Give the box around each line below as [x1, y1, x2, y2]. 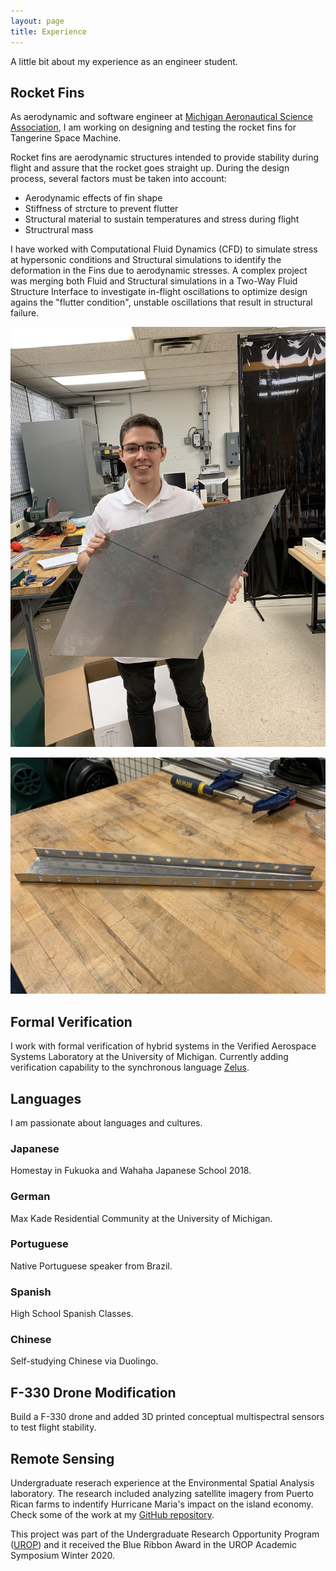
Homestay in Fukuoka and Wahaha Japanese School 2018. [10, 1165, 252, 1177]
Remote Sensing [10, 1450, 115, 1467]
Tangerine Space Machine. [10, 132, 122, 144]
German [10, 1190, 51, 1204]
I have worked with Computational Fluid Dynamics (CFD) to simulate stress [10, 243, 318, 255]
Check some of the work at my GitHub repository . [10, 1509, 215, 1521]
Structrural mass [24, 224, 94, 236]
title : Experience [10, 26, 87, 37]
